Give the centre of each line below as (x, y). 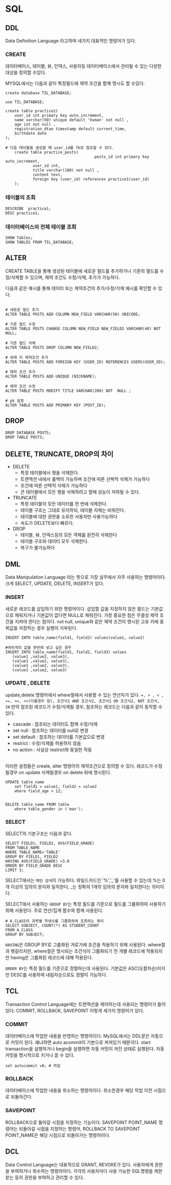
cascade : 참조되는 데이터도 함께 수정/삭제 (55, 724)
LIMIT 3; (15, 870)
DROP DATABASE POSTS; (28, 433)
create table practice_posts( (47, 152)
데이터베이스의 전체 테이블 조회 (41, 227)
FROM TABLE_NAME (22, 848)
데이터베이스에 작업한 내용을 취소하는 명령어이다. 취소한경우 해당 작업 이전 (79, 1090)
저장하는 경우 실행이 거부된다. (48, 628)
